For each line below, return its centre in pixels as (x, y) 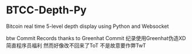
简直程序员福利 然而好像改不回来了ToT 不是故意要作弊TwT (76, 45)
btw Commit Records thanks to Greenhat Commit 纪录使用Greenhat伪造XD (96, 38)
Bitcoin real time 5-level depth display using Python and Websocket (88, 26)
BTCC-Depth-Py (46, 10)
